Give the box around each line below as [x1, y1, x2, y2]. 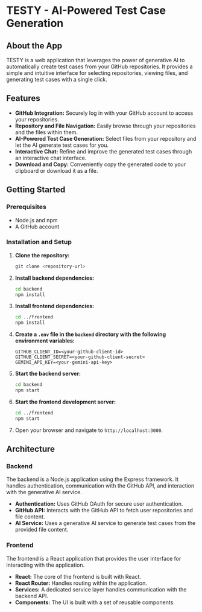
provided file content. [14, 526, 69, 533]
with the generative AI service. [6, 489, 83, 496]
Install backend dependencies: [14, 274, 95, 282]
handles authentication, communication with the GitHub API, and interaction [6, 482, 195, 489]
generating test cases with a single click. [6, 76, 107, 83]
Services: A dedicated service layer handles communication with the [14, 585, 187, 593]
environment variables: [14, 337, 75, 344]
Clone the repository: [14, 251, 70, 259]
